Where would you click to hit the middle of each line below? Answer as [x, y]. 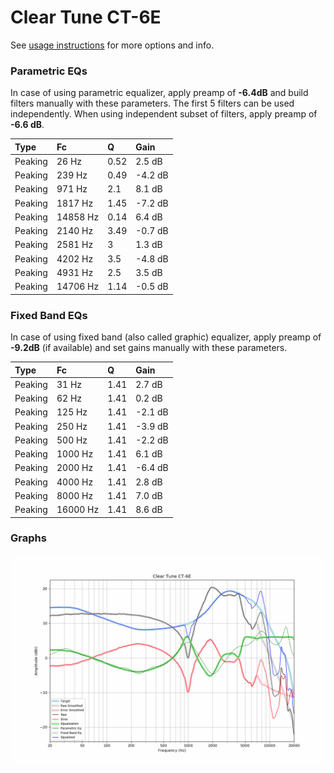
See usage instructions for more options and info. [112, 45]
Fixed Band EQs [49, 315]
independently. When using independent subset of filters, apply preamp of [164, 114]
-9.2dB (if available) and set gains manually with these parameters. [149, 348]
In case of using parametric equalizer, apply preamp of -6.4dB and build [159, 93]
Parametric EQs [49, 71]
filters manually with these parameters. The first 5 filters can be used [152, 103]
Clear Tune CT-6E [86, 17]
